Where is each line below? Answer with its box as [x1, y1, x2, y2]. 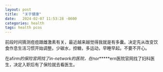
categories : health [5, 20, 45, 26]
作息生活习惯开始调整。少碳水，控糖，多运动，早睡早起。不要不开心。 [9, 45, 149, 51]
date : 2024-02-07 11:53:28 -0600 [5, 16, 77, 21]
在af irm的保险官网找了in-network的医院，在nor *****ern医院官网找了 [5, 55, 142, 61]
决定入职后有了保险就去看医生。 [13, 62, 78, 68]
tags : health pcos [5, 25, 42, 30]
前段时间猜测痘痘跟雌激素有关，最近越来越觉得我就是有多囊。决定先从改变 [5, 39, 154, 45]
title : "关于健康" [5, 12, 42, 17]
